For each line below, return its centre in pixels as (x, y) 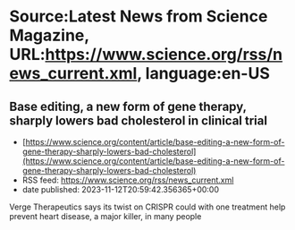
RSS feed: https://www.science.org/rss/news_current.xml (128, 180)
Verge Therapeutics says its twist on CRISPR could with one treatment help (147, 207)
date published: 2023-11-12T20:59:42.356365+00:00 (120, 189)
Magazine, (49, 35)
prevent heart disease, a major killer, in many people (105, 216)
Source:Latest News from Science (139, 17)
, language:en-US (203, 74)
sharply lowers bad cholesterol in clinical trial (139, 120)
